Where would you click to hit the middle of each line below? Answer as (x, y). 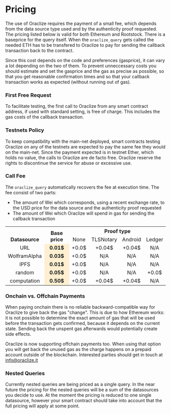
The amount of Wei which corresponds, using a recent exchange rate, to (89, 202)
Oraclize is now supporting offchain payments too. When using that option (83, 344)
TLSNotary (104, 239)
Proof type (117, 231)
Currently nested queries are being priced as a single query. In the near (80, 385)
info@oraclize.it (22, 360)
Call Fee (15, 176)
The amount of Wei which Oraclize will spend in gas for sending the (83, 213)
